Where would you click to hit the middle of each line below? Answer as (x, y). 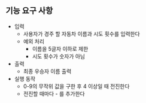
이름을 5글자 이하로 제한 (60, 49)
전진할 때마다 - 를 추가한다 (54, 93)
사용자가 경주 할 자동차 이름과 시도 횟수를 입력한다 (81, 34)
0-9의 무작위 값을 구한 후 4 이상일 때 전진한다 (76, 86)
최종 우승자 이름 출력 (47, 71)
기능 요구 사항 (29, 11)
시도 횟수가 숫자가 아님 (59, 56)
